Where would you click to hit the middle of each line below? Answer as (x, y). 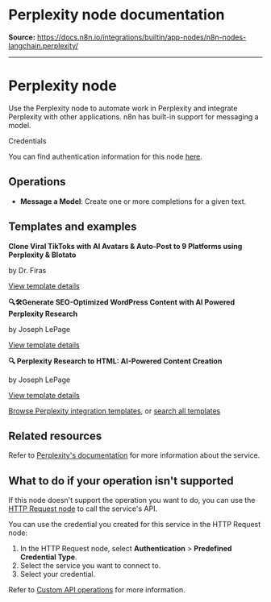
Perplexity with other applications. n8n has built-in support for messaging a (134, 116)
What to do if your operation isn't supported (121, 481)
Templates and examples (73, 227)
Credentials (27, 141)
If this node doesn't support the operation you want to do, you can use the (132, 500)
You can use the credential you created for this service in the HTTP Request (135, 525)
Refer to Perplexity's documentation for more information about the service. (134, 455)
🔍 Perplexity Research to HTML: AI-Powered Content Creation (115, 361)
